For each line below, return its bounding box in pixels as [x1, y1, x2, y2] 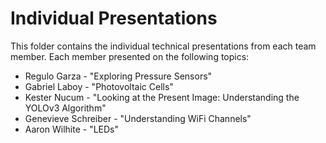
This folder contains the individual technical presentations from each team [10, 40, 317, 52]
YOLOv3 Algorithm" [24, 102, 107, 114]
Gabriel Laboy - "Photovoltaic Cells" [24, 80, 174, 92]
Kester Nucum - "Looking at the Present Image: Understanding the [24, 91, 300, 103]
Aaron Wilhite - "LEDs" [24, 123, 119, 135]
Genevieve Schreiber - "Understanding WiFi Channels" [24, 112, 252, 124]
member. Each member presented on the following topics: [10, 50, 250, 62]
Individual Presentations [10, 7, 218, 30]
